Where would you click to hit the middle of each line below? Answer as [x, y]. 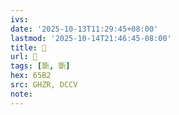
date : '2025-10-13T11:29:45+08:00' [84, 29]
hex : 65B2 [31, 76]
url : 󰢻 [24, 57]
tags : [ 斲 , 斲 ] [40, 66]
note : [21, 94]
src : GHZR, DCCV [44, 85]
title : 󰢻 [28, 47]
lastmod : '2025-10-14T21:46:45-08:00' [91, 38]
